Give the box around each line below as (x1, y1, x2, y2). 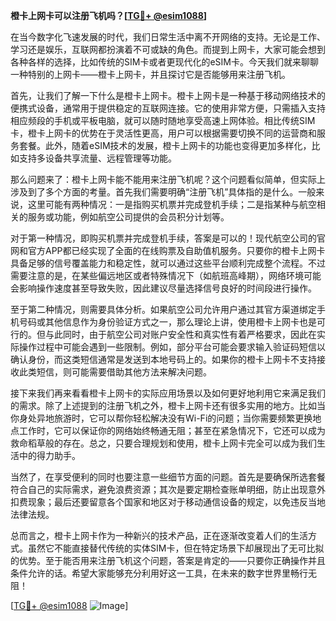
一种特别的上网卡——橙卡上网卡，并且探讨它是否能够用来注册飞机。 (10, 69, 291, 80)
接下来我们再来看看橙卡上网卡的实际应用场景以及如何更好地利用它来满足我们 (10, 387, 326, 399)
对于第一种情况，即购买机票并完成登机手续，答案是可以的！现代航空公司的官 (10, 232, 326, 244)
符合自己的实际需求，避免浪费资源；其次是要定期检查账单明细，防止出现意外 (10, 484, 326, 495)
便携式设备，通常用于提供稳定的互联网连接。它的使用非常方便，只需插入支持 (10, 102, 326, 114)
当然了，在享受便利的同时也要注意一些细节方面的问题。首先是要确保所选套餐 (10, 471, 326, 483)
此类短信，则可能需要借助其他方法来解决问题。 (18, 366, 212, 378)
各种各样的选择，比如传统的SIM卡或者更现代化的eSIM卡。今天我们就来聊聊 (10, 56, 319, 68)
